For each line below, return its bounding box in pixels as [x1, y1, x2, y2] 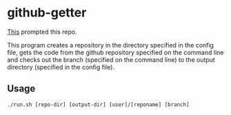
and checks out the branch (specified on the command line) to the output [7, 55, 215, 63]
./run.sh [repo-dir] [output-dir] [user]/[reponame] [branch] [7, 101, 190, 108]
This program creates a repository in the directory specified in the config [7, 41, 214, 49]
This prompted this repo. [7, 28, 77, 36]
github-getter [7, 5, 87, 21]
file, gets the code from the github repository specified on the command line [7, 48, 224, 56]
